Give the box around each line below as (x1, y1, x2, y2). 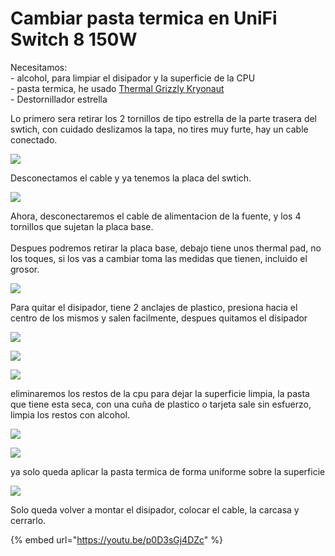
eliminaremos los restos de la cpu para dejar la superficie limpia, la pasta (10, 387, 310, 399)
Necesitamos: (10, 61, 68, 73)
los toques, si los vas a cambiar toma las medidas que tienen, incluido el (10, 252, 308, 264)
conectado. (10, 133, 58, 146)
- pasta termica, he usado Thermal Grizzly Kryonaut (10, 82, 225, 94)
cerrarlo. (10, 514, 47, 526)
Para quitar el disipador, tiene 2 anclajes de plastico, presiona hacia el (10, 301, 298, 313)
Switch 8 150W (10, 28, 138, 51)
